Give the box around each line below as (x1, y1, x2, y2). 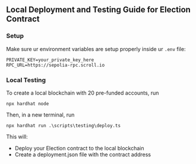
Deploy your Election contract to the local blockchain (14, 144, 144, 152)
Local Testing (6, 75, 46, 84)
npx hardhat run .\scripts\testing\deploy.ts (6, 122, 121, 128)
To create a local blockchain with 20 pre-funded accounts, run (6, 89, 159, 96)
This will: (6, 133, 28, 140)
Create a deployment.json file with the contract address (14, 151, 151, 158)
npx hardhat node (6, 100, 49, 106)
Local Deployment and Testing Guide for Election (6, 5, 191, 15)
